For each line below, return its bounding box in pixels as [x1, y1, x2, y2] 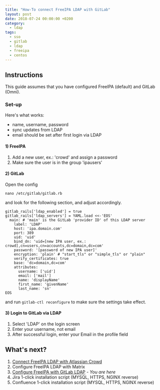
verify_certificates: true [14, 256, 69, 261]
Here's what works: [5, 112, 45, 118]
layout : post [5, 12, 32, 17]
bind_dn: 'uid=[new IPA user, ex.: [14, 239, 87, 244]
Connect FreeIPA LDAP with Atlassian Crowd [12, 358, 102, 365]
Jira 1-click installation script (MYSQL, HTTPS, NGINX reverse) [12, 374, 138, 380]
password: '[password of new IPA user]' [14, 248, 97, 252]
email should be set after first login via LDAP [12, 132, 102, 138]
